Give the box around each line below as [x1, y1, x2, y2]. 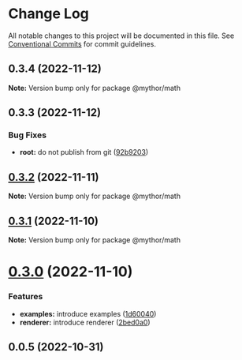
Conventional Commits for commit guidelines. [8, 39, 156, 48]
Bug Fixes [8, 129, 47, 141]
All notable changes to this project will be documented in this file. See [8, 31, 235, 40]
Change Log [8, 5, 89, 23]
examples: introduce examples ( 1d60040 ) [19, 309, 157, 318]
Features [8, 291, 43, 302]
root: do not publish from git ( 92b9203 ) [19, 148, 149, 157]
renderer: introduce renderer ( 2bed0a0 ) [19, 317, 151, 327]
